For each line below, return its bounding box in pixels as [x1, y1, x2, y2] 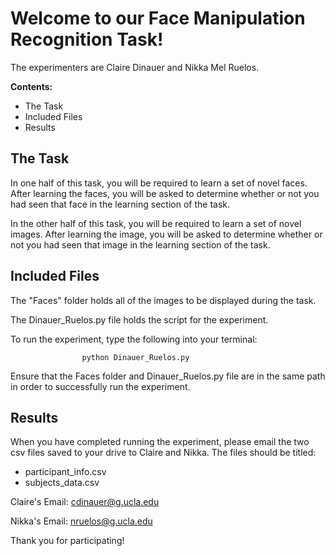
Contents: [10, 80, 53, 92]
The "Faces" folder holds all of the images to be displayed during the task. [10, 294, 317, 306]
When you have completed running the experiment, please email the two [10, 436, 310, 448]
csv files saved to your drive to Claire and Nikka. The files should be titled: [10, 447, 317, 459]
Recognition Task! [10, 28, 164, 51]
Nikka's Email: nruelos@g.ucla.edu [10, 515, 153, 527]
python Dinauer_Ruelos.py [81, 352, 190, 362]
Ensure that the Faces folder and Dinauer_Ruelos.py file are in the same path [10, 370, 326, 382]
